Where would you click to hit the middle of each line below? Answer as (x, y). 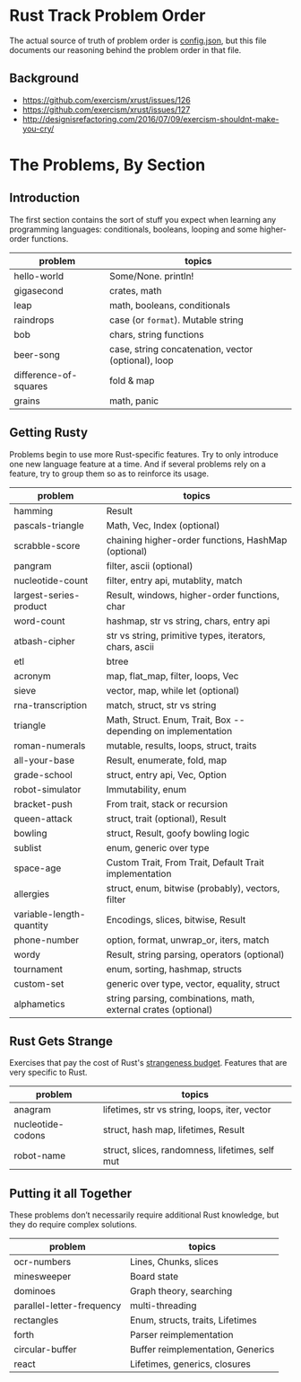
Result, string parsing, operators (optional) (195, 954)
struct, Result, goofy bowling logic (178, 833)
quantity (31, 925)
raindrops (34, 320)
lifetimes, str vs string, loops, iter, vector (187, 1110)
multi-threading (163, 1306)
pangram (33, 565)
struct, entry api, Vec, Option (166, 775)
